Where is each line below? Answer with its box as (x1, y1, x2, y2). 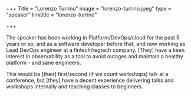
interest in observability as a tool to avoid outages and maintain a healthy (6, 53, 184, 59)
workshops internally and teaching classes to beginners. (6, 83, 143, 90)
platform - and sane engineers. (6, 59, 81, 66)
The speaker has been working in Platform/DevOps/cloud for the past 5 (6, 34, 180, 41)
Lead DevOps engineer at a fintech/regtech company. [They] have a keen (6, 47, 185, 54)
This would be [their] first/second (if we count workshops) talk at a (6, 71, 169, 77)
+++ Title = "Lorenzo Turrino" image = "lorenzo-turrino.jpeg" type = (6, 5, 172, 12)
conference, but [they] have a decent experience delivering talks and (6, 77, 174, 84)
